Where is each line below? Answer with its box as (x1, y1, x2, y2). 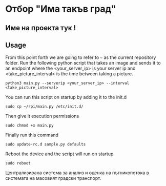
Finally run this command (5, 132, 59, 138)
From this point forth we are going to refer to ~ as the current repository (5, 54, 156, 60)
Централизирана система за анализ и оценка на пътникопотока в (5, 170, 150, 176)
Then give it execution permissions (5, 113, 79, 119)
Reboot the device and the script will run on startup (5, 151, 114, 157)
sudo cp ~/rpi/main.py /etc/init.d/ (5, 104, 84, 109)
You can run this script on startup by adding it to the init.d (5, 94, 127, 100)
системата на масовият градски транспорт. (5, 175, 101, 181)
